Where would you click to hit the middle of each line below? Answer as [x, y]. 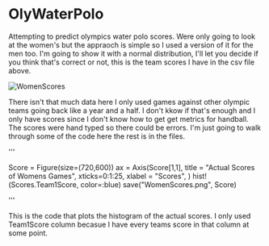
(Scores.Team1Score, [44, 184]
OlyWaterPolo [56, 14]
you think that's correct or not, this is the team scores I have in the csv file [132, 62]
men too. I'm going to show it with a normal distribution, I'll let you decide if [133, 53]
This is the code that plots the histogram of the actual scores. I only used [130, 215]
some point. [28, 233]
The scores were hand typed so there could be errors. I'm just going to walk [135, 127]
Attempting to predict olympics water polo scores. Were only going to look [132, 36]
